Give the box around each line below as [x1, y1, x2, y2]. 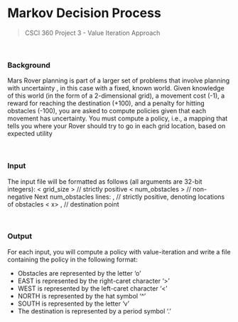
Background [7, 60, 51, 70]
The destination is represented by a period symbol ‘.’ [17, 306, 172, 315]
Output [7, 232, 33, 241]
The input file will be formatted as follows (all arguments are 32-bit [7, 177, 202, 186]
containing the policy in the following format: [7, 255, 138, 264]
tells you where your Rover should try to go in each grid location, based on [7, 122, 226, 130]
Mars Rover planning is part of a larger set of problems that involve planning [7, 76, 230, 85]
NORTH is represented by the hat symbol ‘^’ [17, 291, 146, 300]
